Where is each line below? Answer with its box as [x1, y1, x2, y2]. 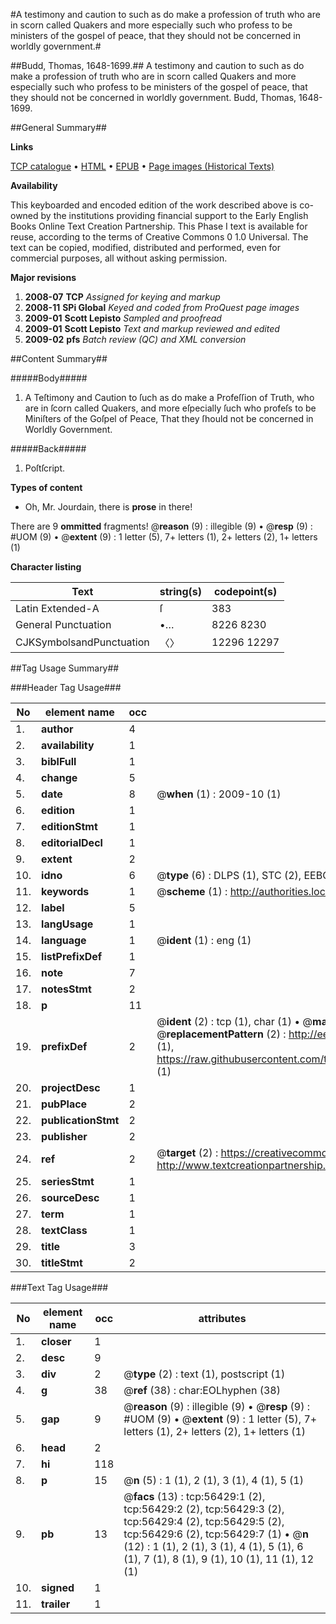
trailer [41, 1597, 71, 1611]
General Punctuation [15, 618, 112, 631]
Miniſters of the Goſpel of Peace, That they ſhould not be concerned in [24, 413, 314, 424]
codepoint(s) [213, 585, 278, 598]
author [41, 722, 74, 736]
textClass [41, 1224, 88, 1237]
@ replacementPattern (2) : [156, 1027, 287, 1041]
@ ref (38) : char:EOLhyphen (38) [123, 1384, 281, 1397]
